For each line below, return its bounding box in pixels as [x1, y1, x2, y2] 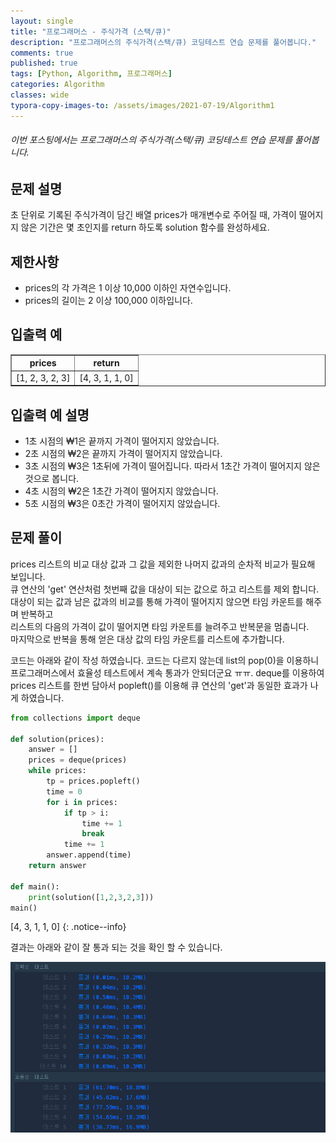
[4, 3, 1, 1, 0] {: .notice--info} [10, 921, 127, 933]
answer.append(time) [46, 850, 132, 860]
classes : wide [10, 90, 70, 100]
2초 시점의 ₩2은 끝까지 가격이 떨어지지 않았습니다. [24, 447, 223, 459]
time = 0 [46, 786, 83, 797]
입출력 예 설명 [10, 406, 90, 424]
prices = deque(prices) [28, 755, 128, 765]
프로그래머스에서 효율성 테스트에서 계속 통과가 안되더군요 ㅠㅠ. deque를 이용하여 [10, 666, 325, 679]
